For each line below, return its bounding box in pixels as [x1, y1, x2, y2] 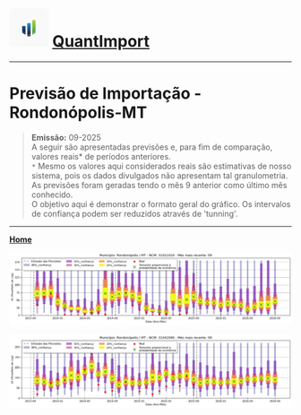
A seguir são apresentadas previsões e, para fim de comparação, [30, 142, 273, 152]
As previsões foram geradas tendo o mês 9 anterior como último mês [30, 179, 288, 190]
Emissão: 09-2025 [30, 132, 101, 143]
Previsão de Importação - [9, 83, 202, 104]
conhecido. [30, 189, 73, 200]
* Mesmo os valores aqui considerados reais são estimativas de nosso [30, 160, 292, 171]
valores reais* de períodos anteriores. [30, 151, 172, 161]
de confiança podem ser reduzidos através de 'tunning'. [30, 208, 238, 219]
